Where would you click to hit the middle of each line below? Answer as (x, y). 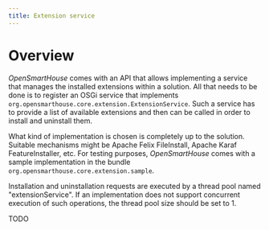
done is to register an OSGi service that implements (94, 95)
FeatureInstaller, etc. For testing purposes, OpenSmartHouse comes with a (132, 153)
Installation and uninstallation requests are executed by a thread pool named (134, 186)
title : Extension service (51, 16)
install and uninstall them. (51, 121)
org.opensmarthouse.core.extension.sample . (82, 170)
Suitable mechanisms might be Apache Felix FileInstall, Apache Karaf (123, 145)
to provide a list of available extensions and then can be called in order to (129, 112)
